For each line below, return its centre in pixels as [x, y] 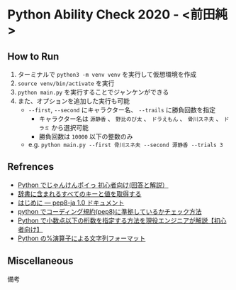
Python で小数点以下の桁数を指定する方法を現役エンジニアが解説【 [116, 220]
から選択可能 [70, 128]
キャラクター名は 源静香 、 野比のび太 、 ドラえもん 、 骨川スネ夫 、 [130, 119]
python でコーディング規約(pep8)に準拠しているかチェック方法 [109, 211]
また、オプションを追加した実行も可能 [73, 101]
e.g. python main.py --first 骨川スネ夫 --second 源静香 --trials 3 [125, 144]
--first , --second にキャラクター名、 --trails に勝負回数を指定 [122, 110]
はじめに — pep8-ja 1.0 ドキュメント [71, 203]
